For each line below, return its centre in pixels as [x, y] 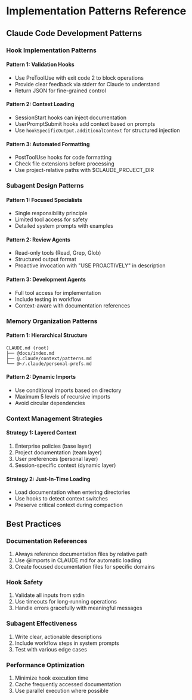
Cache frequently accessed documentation [68, 684]
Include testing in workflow [48, 299]
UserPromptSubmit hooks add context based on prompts [85, 123]
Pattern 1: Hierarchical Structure [47, 335]
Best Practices [34, 524]
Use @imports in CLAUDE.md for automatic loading [78, 560]
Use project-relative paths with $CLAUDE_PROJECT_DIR [84, 170]
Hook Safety [24, 582]
